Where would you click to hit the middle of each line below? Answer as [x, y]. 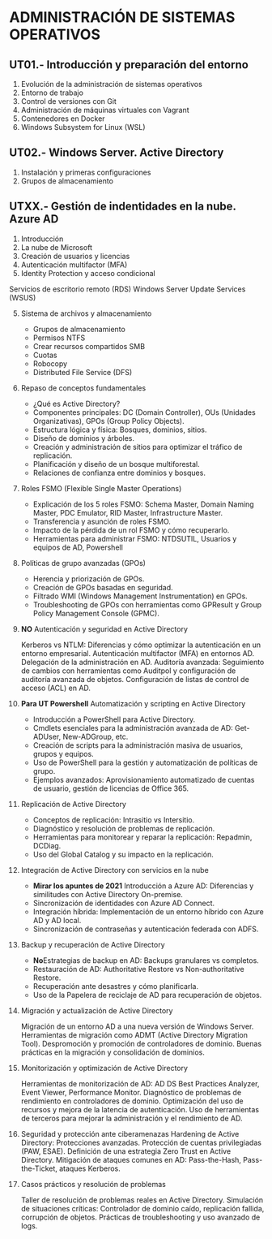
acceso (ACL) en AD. [56, 688]
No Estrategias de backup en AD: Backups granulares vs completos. [146, 960]
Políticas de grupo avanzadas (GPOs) [83, 563]
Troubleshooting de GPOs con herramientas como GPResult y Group [147, 604]
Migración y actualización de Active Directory [97, 1010]
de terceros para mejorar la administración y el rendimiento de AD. [132, 1118]
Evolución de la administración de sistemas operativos [112, 84]
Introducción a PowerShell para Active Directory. [114, 719]
